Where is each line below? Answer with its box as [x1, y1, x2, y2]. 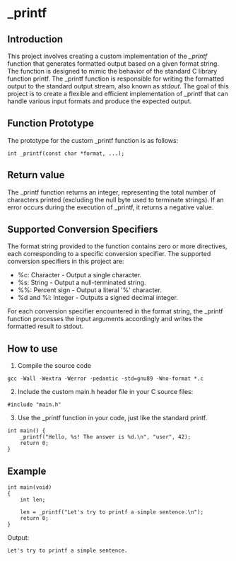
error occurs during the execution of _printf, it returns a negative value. [7, 203, 214, 212]
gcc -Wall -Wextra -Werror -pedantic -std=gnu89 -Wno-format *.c [7, 375, 203, 383]
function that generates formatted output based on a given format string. [7, 59, 219, 68]
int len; [20, 497, 46, 504]
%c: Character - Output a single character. [17, 271, 142, 279]
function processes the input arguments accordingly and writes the [7, 315, 203, 323]
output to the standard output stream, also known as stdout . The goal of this [7, 82, 230, 90]
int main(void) [7, 484, 52, 491]
